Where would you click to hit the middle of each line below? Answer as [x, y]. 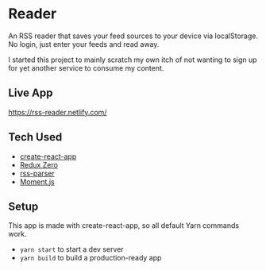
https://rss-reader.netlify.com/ [58, 112]
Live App [31, 93]
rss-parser [37, 173]
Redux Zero [39, 164]
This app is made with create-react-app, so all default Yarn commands [124, 226]
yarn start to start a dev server [72, 249]
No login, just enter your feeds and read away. [84, 44]
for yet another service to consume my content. [86, 67]
